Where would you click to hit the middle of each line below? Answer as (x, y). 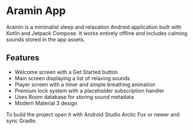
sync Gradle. (21, 121)
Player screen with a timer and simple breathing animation (85, 84)
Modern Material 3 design (46, 103)
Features (23, 58)
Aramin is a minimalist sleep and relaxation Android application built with (94, 27)
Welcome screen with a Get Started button (66, 72)
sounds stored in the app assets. (46, 39)
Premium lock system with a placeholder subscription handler (89, 90)
